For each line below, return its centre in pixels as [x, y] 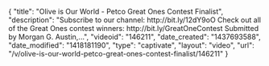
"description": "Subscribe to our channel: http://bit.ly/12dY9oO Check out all [135, 20]
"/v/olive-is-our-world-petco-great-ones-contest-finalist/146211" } [118, 54]
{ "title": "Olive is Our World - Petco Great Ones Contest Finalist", [116, 12]
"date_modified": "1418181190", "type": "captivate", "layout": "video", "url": [132, 45]
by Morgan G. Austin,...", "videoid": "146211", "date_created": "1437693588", [134, 37]
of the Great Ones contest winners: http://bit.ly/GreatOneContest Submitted [134, 28]
